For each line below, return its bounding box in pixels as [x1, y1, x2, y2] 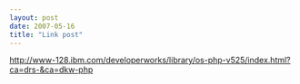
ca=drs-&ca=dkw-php [9, 64, 94, 75]
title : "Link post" [9, 30, 84, 39]
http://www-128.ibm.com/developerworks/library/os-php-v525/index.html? [9, 55, 291, 66]
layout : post [9, 13, 59, 23]
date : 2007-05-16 [9, 22, 75, 31]
